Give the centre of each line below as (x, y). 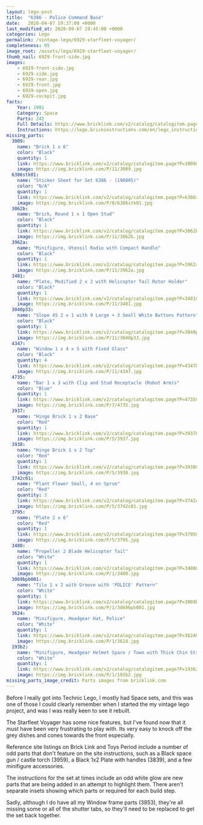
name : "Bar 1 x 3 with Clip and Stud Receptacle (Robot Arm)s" (98, 383)
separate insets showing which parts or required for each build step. (91, 791)
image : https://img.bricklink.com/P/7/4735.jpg (78, 406)
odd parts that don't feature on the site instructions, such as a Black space (99, 753)
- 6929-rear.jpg (38, 79)
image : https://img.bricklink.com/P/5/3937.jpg (78, 439)
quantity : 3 (32, 495)
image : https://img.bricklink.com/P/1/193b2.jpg (79, 675)
